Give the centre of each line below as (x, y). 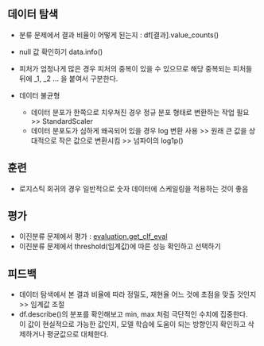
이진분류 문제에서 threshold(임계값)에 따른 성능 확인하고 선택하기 (120, 246)
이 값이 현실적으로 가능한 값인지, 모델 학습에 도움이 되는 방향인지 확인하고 (132, 325)
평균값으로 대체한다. (78, 334)
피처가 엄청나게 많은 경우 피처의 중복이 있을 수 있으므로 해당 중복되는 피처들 (136, 68)
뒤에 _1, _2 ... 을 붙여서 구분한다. (68, 79)
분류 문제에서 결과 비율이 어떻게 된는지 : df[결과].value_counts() (119, 35)
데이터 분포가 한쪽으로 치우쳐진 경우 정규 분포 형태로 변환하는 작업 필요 (140, 112)
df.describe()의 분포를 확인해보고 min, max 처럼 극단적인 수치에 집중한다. (133, 314)
